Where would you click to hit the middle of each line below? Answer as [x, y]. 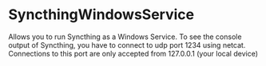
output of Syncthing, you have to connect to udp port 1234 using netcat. [127, 45]
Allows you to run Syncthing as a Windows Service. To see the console [125, 37]
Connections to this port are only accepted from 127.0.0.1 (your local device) [133, 53]
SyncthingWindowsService [101, 15]
